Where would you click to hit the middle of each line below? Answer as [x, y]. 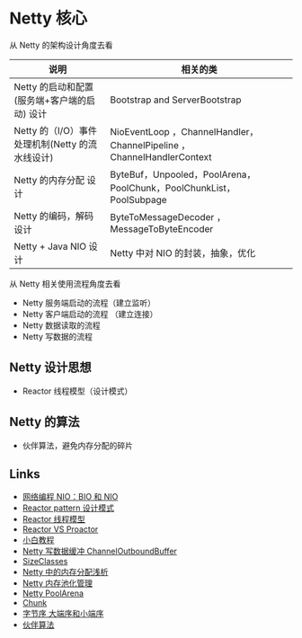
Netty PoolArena [53, 593]
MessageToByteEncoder [162, 228]
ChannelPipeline [145, 145]
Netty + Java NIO [50, 246]
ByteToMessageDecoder [162, 217]
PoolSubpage [139, 199]
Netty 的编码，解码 [54, 216]
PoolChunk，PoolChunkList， [173, 188]
